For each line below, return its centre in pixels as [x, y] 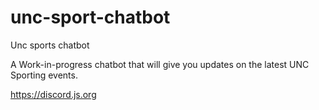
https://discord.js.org [53, 94]
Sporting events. [44, 75]
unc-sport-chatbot [90, 17]
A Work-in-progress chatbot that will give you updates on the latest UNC [160, 64]
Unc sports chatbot [50, 45]
